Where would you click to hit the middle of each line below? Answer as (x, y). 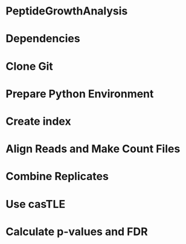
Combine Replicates (57, 177)
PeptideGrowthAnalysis (67, 11)
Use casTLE (36, 204)
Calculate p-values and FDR (77, 232)
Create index (38, 121)
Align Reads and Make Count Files (93, 149)
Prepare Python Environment (80, 94)
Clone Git (30, 66)
